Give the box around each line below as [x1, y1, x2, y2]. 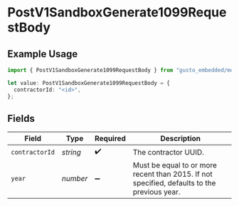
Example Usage [7, 48, 78, 60]
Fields [7, 112, 36, 125]
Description [159, 133, 201, 143]
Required [95, 133, 127, 143]
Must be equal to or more [132, 160, 217, 170]
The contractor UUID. [132, 147, 205, 157]
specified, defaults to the [132, 178, 216, 188]
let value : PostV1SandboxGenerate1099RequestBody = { [7, 79, 171, 86]
